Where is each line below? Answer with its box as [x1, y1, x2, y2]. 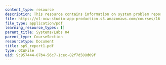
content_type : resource [5, 7, 54, 12]
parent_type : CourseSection [5, 35, 63, 40]
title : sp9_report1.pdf [5, 43, 54, 48]
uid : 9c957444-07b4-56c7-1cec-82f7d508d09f [5, 52, 96, 58]
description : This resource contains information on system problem [5, 12, 149, 17]
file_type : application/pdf [5, 21, 63, 26]
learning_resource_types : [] [5, 25, 65, 30]
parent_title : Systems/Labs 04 [5, 30, 70, 35]
